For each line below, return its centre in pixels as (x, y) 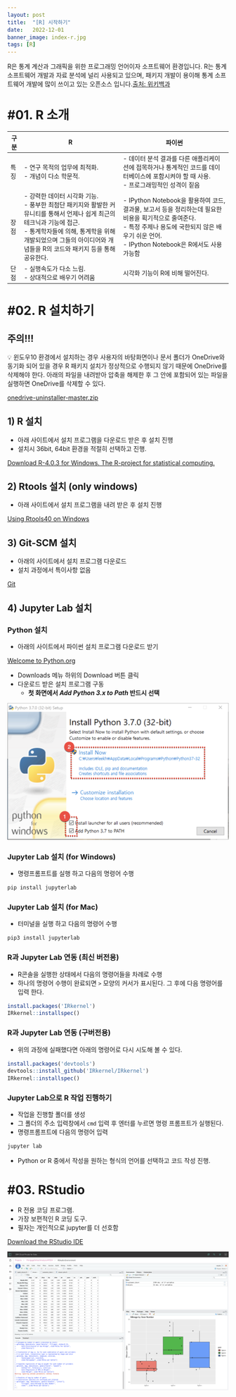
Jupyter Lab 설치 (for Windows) (61, 856)
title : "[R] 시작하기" (39, 22)
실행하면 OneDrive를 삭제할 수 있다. (57, 383)
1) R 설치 (25, 422)
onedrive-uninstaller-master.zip (53, 398)
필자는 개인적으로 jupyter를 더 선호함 (68, 1228)
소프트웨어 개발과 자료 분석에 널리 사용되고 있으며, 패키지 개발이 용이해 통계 (110, 75)
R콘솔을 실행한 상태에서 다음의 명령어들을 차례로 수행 (90, 974)
